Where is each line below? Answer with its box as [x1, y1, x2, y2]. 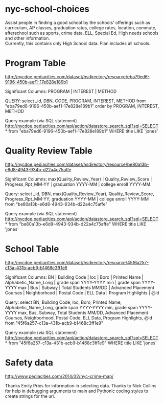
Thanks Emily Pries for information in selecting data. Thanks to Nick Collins [5, 382, 157, 388]
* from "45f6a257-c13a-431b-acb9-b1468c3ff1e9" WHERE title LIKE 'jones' [5, 340, 157, 346]
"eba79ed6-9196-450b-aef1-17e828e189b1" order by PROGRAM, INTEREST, [5, 103, 159, 109]
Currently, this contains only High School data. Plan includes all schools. [5, 40, 151, 46]
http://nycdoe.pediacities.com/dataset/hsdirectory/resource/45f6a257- [5, 259, 149, 265]
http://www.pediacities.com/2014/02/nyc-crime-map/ [5, 373, 114, 379]
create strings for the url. [5, 393, 55, 399]
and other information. [5, 35, 50, 41]
